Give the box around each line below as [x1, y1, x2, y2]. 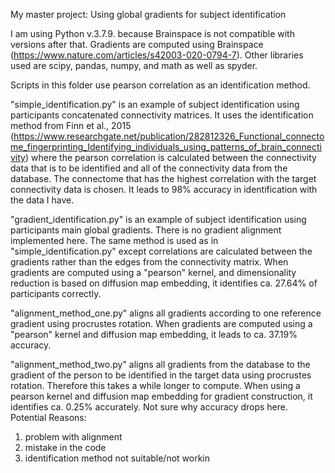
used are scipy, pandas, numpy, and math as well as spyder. [10, 60, 258, 71]
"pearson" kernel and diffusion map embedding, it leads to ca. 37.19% [10, 329, 298, 340]
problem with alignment [24, 431, 123, 443]
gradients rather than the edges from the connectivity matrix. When [10, 256, 289, 268]
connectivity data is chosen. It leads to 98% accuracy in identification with [10, 184, 318, 195]
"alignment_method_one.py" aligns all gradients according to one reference [10, 307, 322, 319]
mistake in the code [24, 442, 107, 453]
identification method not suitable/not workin [24, 452, 211, 464]
